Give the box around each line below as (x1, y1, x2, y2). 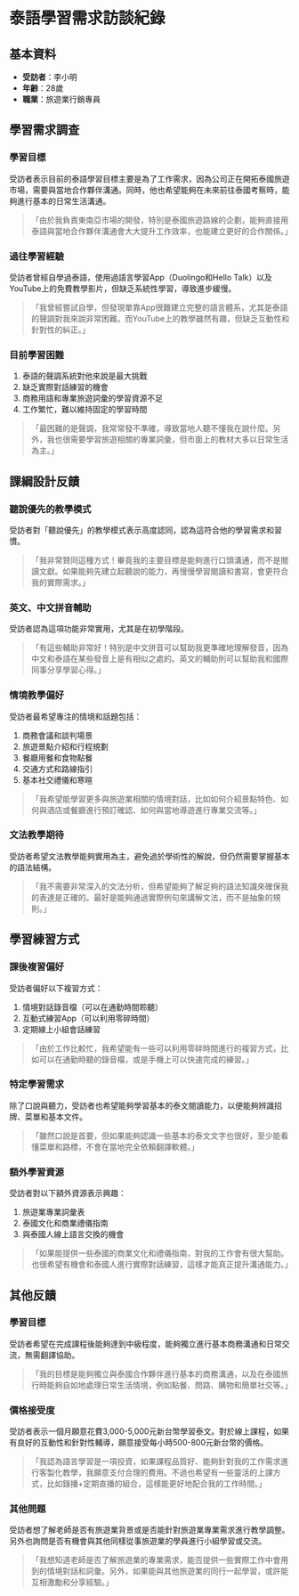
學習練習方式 (9, 932, 80, 947)
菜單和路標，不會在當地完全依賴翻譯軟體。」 (38, 1141, 199, 1152)
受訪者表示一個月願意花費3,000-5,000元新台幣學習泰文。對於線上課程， (9, 1426, 274, 1437)
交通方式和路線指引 (21, 763, 93, 774)
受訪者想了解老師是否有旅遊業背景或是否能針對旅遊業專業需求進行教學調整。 (9, 1525, 290, 1535)
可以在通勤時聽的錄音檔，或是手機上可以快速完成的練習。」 (38, 1054, 254, 1064)
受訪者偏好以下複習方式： (9, 982, 103, 993)
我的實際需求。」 (30, 576, 91, 588)
